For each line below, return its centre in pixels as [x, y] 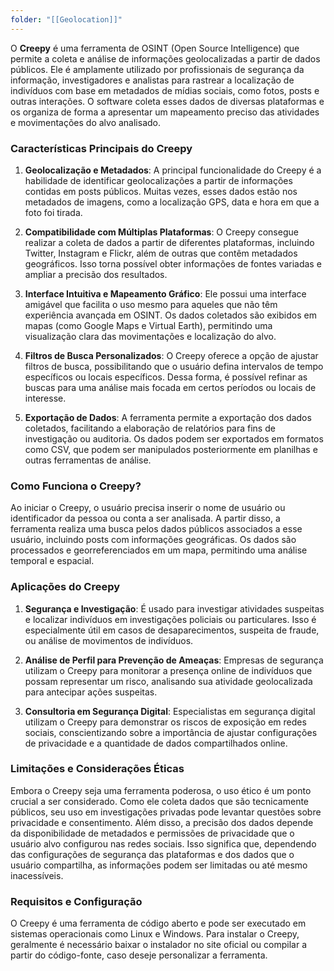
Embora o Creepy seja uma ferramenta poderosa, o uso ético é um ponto [161, 790]
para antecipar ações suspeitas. [91, 692]
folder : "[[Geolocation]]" [66, 19]
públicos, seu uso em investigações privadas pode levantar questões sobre [166, 812]
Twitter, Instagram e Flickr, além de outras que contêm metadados [161, 253]
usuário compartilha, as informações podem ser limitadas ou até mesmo [159, 865]
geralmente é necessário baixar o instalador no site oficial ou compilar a [158, 945]
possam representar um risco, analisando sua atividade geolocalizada [168, 681]
